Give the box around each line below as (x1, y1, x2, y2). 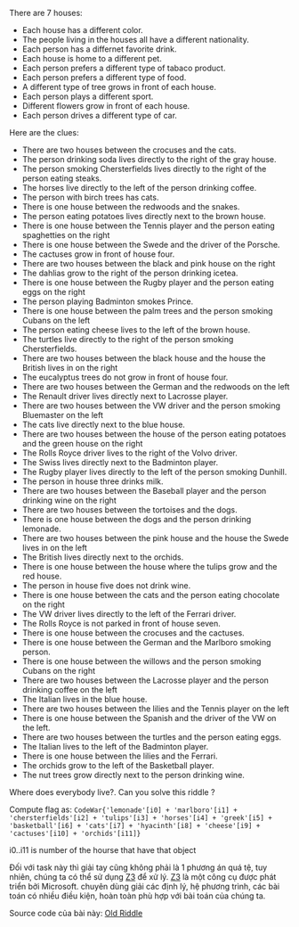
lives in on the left (21, 543, 87, 553)
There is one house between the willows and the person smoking (21, 656, 262, 667)
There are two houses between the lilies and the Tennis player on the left (21, 703, 289, 714)
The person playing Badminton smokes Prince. (21, 296, 194, 307)
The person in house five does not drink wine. (21, 580, 191, 591)
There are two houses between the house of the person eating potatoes (21, 429, 287, 439)
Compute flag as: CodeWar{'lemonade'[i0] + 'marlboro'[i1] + (9, 804, 238, 815)
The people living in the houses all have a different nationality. (21, 35, 249, 45)
